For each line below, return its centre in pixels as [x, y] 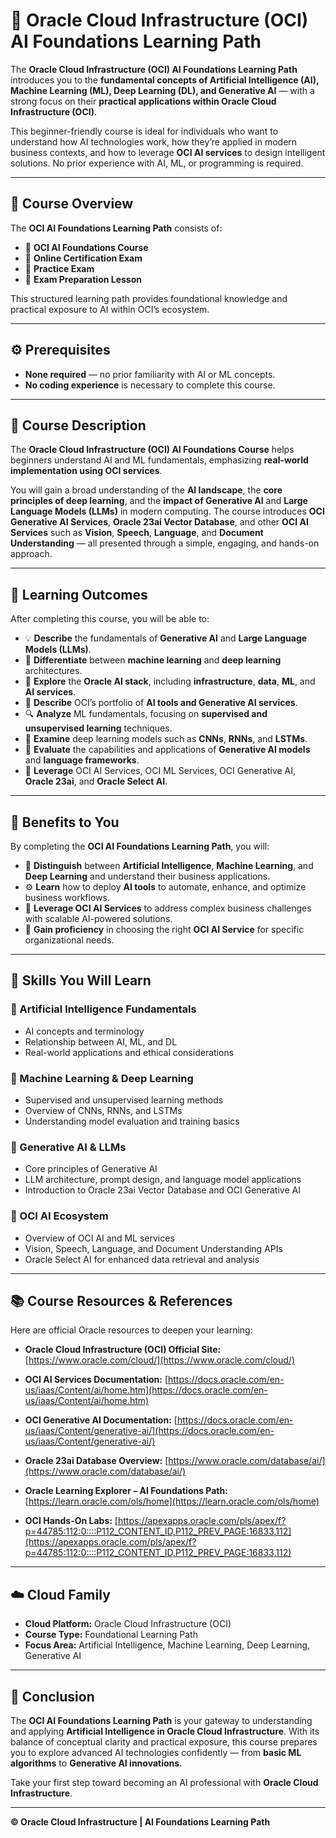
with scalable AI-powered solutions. [98, 918]
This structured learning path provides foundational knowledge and [149, 298]
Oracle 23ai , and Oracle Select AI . [96, 781]
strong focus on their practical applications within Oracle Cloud [143, 101]
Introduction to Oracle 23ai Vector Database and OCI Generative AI [162, 1190]
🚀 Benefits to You [65, 822]
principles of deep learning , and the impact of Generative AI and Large [159, 501]
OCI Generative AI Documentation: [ [101, 1420]
